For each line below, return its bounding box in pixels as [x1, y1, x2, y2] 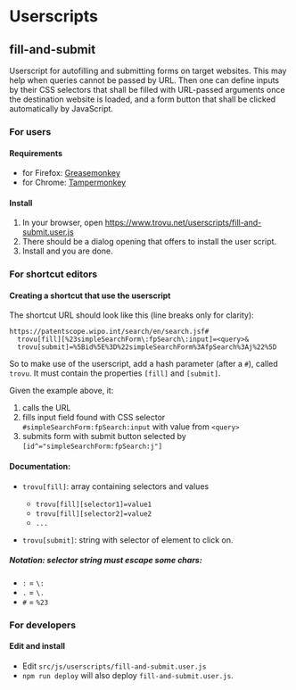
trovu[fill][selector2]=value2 [35, 509, 152, 519]
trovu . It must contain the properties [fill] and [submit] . [9, 368, 221, 378]
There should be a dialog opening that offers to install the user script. [21, 237, 277, 247]
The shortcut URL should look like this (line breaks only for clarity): [9, 310, 254, 320]
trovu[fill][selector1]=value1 [35, 500, 152, 509]
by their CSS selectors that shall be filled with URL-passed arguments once [9, 85, 285, 95]
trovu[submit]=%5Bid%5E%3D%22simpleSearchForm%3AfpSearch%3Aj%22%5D [17, 343, 277, 352]
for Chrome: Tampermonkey [21, 177, 127, 188]
